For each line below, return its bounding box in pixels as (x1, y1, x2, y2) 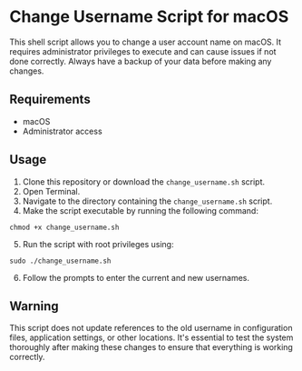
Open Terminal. (22, 185, 81, 196)
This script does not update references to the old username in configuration (9, 323, 293, 334)
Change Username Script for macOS (9, 6, 289, 27)
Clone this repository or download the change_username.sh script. (22, 175, 266, 187)
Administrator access (22, 125, 102, 136)
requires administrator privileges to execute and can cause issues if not (9, 45, 277, 56)
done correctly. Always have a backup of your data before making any (9, 55, 272, 66)
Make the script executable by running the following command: (22, 205, 258, 216)
